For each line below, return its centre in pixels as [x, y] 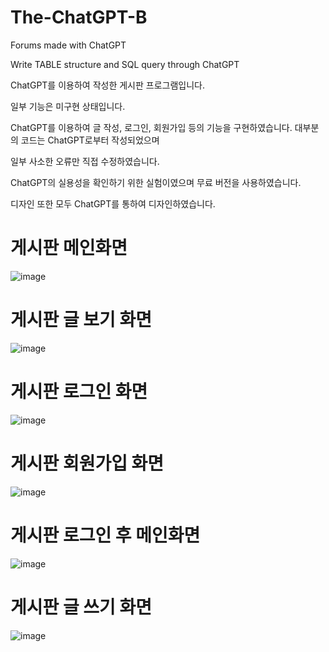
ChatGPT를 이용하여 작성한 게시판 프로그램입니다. [107, 85]
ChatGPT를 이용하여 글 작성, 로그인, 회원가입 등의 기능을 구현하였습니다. [151, 127]
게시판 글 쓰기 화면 [81, 607]
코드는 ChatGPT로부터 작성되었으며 [90, 140]
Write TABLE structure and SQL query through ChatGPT [125, 64]
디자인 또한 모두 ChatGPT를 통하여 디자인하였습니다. [113, 203]
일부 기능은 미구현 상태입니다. [68, 106]
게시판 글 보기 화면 [81, 320]
